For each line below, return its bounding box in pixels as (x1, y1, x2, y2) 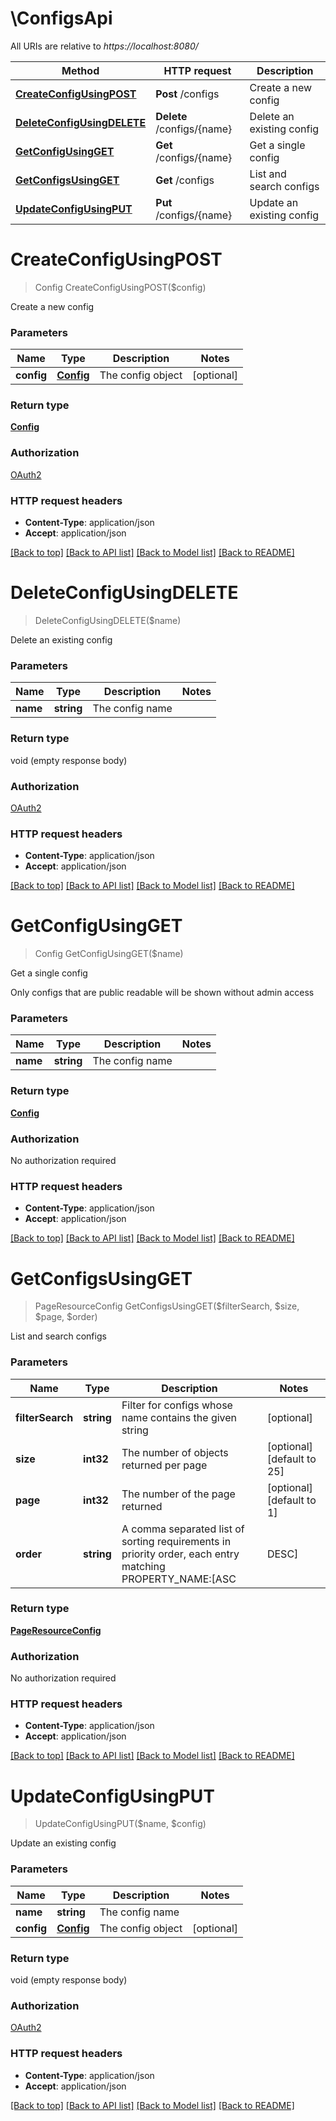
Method (61, 63, 100, 77)
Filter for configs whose (121, 1398, 233, 1412)
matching (121, 1559, 166, 1573)
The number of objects (121, 1445, 229, 1459)
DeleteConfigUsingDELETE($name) (34, 615, 182, 626)
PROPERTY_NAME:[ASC (121, 1572, 237, 1586)
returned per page (121, 1458, 208, 1472)
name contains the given (121, 1410, 238, 1424)
